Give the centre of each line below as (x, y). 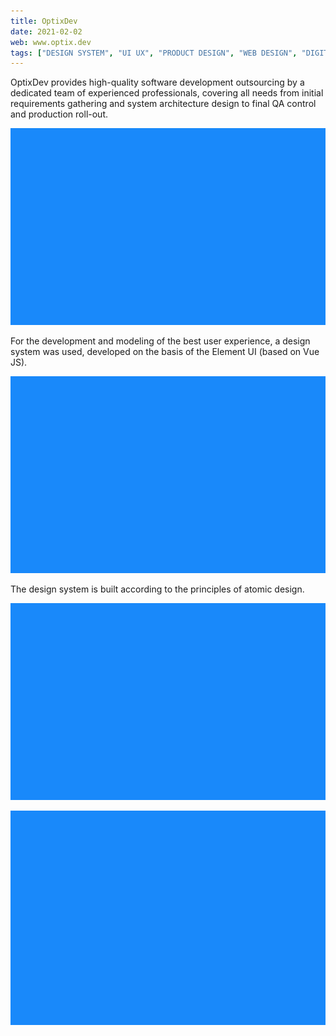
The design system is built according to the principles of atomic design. (157, 589)
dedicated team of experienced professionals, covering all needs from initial (167, 93)
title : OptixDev (44, 21)
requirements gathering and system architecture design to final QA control (163, 104)
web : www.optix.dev (51, 42)
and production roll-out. (59, 114)
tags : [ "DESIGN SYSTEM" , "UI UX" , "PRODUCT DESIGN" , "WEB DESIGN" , (154, 53)
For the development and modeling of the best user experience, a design (160, 341)
